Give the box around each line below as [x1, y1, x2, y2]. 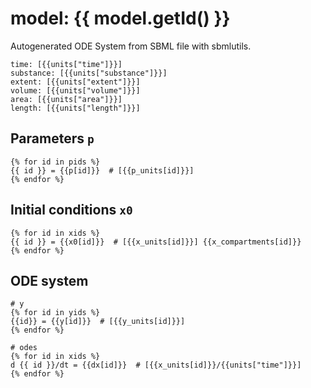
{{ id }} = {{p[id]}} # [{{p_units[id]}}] [10, 165, 195, 176]
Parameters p [10, 130, 95, 147]
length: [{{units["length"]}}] [10, 103, 141, 113]
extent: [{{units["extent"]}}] [10, 77, 141, 87]
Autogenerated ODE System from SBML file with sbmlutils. [10, 40, 252, 52]
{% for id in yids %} [10, 308, 101, 318]
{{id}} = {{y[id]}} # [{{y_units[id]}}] [10, 317, 186, 327]
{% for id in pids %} [10, 157, 101, 167]
